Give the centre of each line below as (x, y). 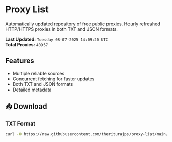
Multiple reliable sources (39, 73)
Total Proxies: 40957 (27, 44)
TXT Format (20, 123)
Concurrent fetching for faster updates (53, 79)
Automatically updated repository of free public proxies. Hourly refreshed (83, 24)
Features (20, 61)
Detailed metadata (32, 90)
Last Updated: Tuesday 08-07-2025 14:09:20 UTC (57, 39)
